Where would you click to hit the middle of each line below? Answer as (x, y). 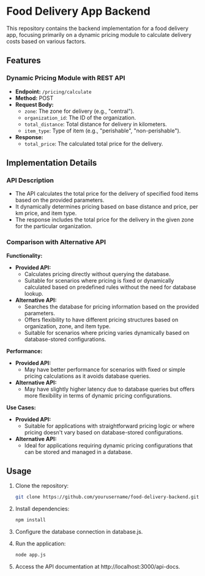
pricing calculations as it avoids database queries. (88, 376)
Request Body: (34, 104)
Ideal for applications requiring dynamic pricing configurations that (108, 445)
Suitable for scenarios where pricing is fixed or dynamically (99, 280)
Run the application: (40, 543)
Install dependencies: (42, 509)
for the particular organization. (54, 226)
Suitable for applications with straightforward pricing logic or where (109, 426)
